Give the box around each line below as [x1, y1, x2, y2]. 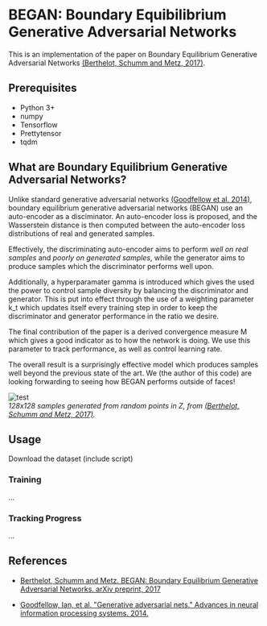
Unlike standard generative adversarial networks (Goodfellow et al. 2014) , [8, 194, 253, 204]
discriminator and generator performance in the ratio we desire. [8, 311, 220, 321]
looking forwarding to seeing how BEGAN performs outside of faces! [8, 376, 236, 386]
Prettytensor [19, 128, 62, 138]
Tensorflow [19, 119, 58, 130]
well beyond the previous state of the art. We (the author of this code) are [8, 368, 252, 378]
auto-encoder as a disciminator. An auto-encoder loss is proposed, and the [8, 211, 257, 221]
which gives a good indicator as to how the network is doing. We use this [8, 335, 251, 345]
